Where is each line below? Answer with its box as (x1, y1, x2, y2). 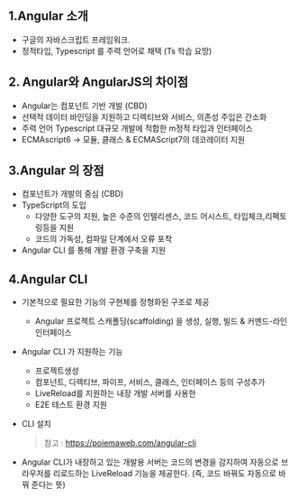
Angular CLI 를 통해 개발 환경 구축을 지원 (21, 244, 167, 255)
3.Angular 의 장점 (8, 163, 104, 179)
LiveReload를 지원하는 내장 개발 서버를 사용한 (34, 388, 196, 399)
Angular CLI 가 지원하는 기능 (21, 346, 123, 357)
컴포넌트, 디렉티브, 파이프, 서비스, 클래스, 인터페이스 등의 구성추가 (34, 377, 266, 388)
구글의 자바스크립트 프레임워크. (21, 34, 131, 45)
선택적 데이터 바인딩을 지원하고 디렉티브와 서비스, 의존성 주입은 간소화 (21, 111, 267, 122)
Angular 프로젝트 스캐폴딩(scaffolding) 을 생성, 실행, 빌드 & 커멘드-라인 (34, 316, 288, 327)
